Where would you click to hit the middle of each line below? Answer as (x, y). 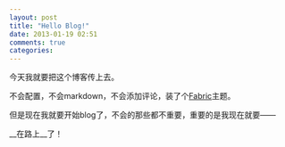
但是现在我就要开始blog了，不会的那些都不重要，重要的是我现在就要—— (142, 115)
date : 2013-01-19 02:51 (54, 34)
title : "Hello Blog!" (50, 26)
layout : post (34, 17)
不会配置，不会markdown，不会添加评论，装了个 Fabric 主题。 (122, 96)
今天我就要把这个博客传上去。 (64, 78)
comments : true (38, 42)
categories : (31, 51)
